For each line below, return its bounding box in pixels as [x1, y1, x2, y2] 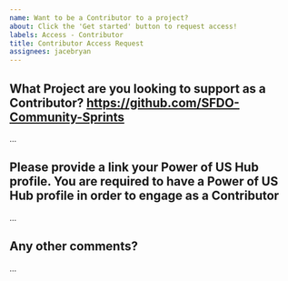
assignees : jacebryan [9, 47, 92, 56]
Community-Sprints [9, 109, 125, 125]
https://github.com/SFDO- [85, 95, 240, 110]
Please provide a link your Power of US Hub [9, 160, 259, 176]
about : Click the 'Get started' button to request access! [9, 22, 238, 31]
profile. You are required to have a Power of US [9, 174, 279, 189]
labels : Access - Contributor [9, 30, 124, 39]
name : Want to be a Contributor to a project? [9, 13, 189, 23]
